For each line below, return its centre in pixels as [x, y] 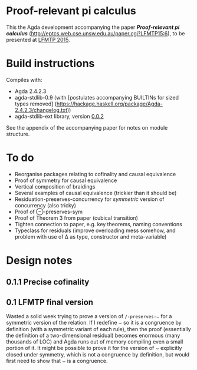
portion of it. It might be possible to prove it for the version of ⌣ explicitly [94, 348]
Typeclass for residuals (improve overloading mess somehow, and [95, 230]
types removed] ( [36, 104]
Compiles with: [24, 80]
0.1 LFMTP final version [50, 302]
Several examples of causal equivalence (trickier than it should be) [96, 193]
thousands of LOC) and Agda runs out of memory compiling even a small [95, 342]
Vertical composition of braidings [55, 186]
